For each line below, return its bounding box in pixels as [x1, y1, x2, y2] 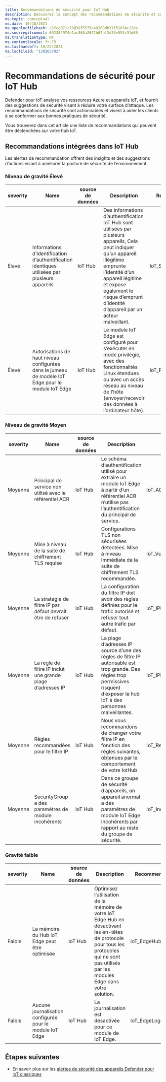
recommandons [101, 723, 138, 730]
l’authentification [101, 505, 140, 511]
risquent [101, 684, 121, 691]
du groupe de [101, 830, 132, 837]
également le [103, 287, 133, 294]
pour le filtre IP [34, 748, 68, 755]
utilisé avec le [34, 489, 66, 496]
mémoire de [94, 904, 122, 911]
